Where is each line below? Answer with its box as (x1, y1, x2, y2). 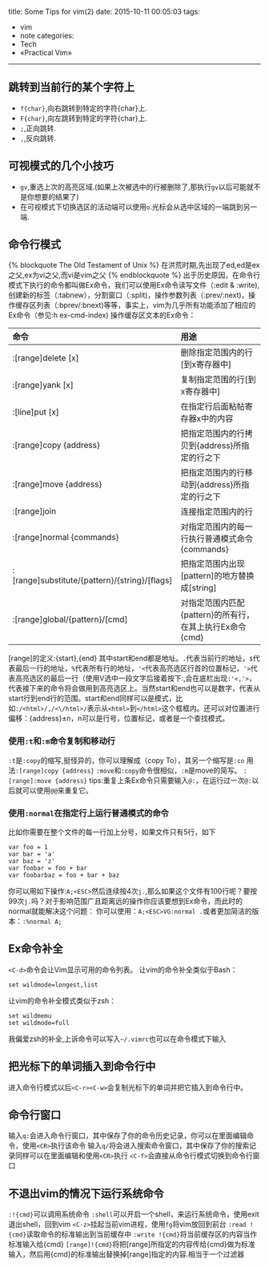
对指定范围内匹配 (180, 597, 246, 608)
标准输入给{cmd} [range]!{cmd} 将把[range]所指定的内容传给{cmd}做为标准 (8, 1240, 255, 1249)
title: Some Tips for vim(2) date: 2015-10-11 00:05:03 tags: (8, 7, 200, 16)
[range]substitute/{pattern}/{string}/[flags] (12, 575, 173, 586)
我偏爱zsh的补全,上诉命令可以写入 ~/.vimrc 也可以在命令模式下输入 (8, 1034, 227, 1043)
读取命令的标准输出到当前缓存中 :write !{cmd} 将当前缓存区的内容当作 (26, 1229, 258, 1239)
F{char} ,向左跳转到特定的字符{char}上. (19, 113, 148, 123)
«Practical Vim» (19, 48, 72, 57)
